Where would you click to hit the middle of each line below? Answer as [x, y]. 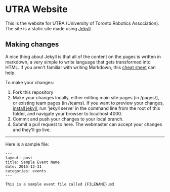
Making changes [32, 45]
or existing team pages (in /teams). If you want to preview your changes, [88, 103]
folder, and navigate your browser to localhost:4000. [67, 113]
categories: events [26, 171]
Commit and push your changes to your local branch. [68, 119]
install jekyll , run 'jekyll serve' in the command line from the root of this [86, 108]
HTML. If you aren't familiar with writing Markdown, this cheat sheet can [80, 67]
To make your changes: [30, 82]
